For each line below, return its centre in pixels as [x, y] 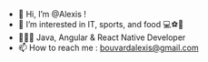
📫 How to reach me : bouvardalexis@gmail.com [109, 47]
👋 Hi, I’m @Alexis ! [52, 14]
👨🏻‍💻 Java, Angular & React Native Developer [102, 37]
